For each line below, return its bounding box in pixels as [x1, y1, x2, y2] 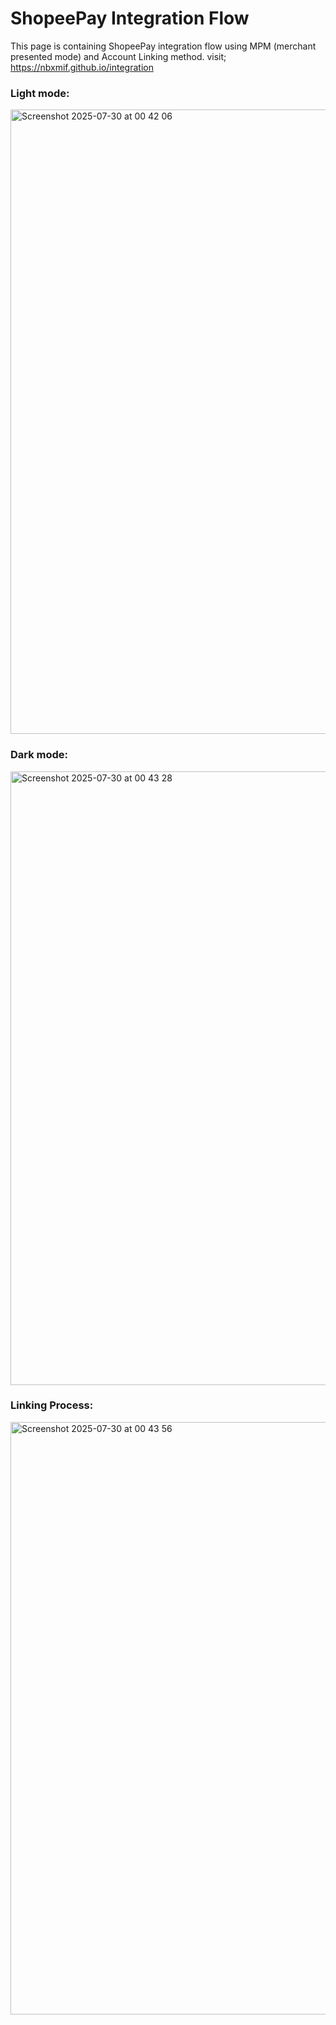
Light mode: [10, 86, 70, 100]
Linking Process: [10, 1398, 94, 1412]
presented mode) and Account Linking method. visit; [10, 50, 227, 62]
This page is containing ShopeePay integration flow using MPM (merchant [10, 40, 317, 52]
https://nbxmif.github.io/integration [10, 61, 154, 73]
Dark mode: [10, 748, 69, 762]
